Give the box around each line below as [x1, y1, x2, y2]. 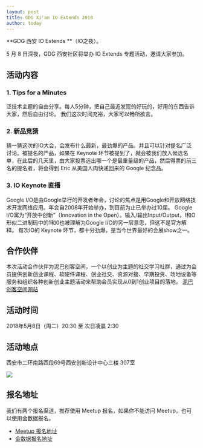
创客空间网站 [6, 286, 38, 293]
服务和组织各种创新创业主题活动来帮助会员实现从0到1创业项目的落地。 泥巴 [6, 278, 193, 285]
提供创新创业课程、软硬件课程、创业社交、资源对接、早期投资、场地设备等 [11, 271, 197, 278]
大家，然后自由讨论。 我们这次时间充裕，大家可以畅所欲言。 [6, 110, 156, 118]
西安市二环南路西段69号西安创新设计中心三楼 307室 [6, 359, 135, 366]
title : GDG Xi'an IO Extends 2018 [6, 15, 94, 21]
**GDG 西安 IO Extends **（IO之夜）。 [6, 38, 101, 45]
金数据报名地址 [14, 435, 53, 442]
